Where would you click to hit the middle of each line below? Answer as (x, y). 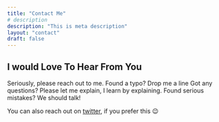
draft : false (26, 39)
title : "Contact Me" (37, 13)
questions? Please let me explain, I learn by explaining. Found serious (106, 90)
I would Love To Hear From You (75, 67)
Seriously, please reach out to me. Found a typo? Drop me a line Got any (110, 83)
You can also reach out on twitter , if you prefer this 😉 (83, 111)
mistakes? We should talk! (44, 97)
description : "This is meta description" (67, 26)
